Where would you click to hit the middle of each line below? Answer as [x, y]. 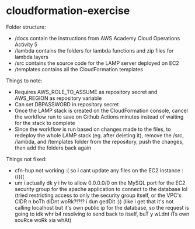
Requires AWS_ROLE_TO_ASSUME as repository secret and [86, 92]
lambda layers [31, 57]
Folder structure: [26, 27]
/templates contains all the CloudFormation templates [79, 69]
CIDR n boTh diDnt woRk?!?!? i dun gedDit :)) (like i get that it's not [94, 201]
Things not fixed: [26, 159]
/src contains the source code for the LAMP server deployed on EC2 [97, 63]
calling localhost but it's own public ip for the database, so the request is [102, 207]
